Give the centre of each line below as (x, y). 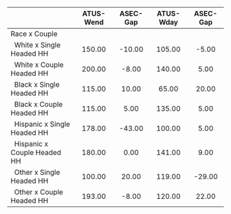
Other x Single (37, 172)
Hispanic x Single (42, 124)
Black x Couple (38, 104)
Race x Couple (34, 34)
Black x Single (37, 84)
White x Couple (39, 65)
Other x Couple (38, 192)
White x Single (37, 45)
